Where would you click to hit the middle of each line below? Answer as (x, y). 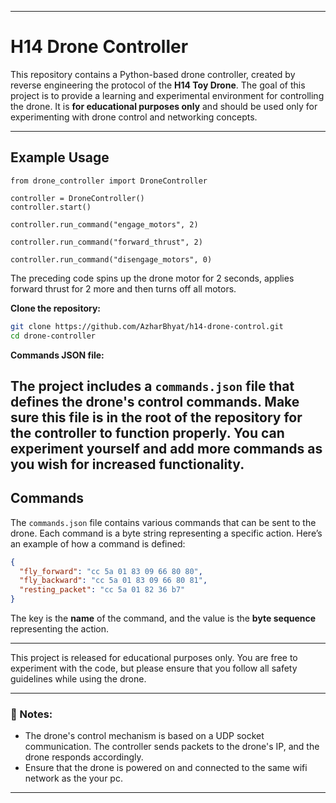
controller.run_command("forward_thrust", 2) (106, 242)
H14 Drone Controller (99, 47)
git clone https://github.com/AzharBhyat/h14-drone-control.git (147, 326)
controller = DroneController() (77, 198)
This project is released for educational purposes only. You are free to (154, 658)
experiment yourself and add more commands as (166, 448)
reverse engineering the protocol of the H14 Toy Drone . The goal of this (158, 85)
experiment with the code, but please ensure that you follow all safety (154, 668)
